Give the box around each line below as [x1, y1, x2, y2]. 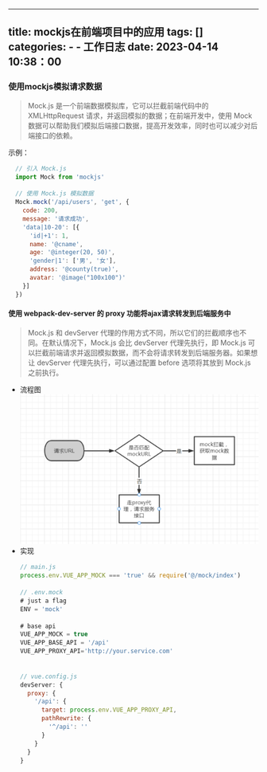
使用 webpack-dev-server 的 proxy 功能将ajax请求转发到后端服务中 [8, 308, 232, 319]
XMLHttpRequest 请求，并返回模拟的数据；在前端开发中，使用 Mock [27, 111, 253, 120]
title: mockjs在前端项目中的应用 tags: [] [8, 25, 204, 39]
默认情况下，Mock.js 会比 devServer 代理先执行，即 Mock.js [48, 338, 246, 347]
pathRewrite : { [41, 715, 91, 723]
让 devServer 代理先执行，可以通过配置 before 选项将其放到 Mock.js [27, 358, 252, 367]
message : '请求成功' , [22, 214, 90, 223]
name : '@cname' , [29, 240, 83, 248]
